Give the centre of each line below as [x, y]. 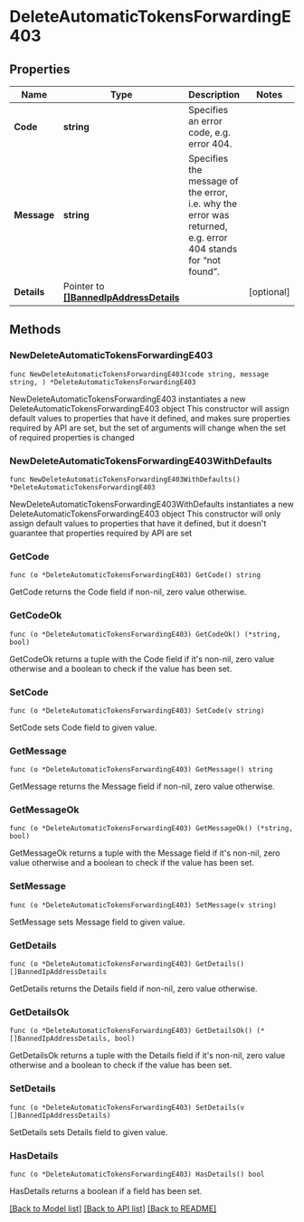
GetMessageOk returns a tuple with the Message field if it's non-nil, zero [145, 853]
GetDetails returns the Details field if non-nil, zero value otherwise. [133, 989]
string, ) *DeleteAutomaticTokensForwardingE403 [103, 382]
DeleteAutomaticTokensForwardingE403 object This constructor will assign [149, 408]
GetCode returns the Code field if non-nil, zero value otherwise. [128, 592]
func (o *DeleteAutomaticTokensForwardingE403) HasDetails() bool [137, 1174]
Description [214, 95]
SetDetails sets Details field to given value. [89, 1132]
